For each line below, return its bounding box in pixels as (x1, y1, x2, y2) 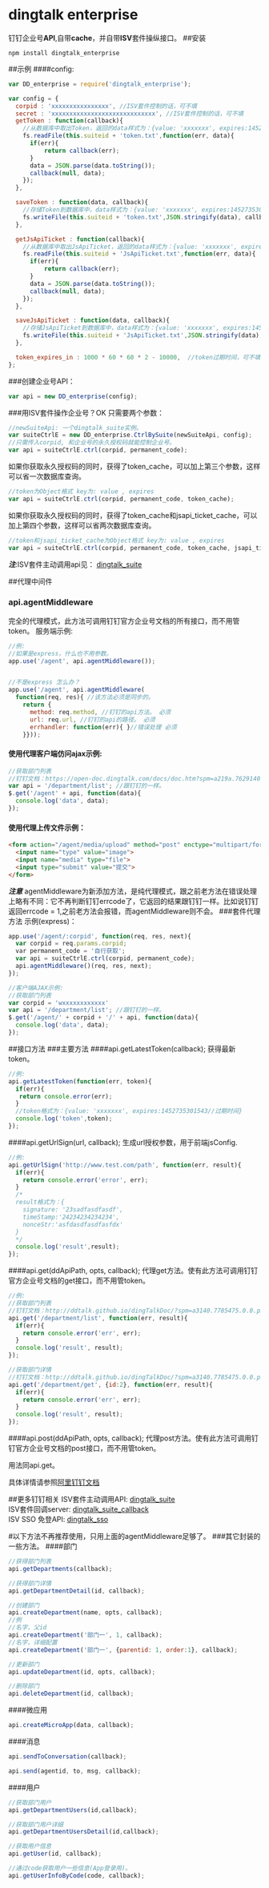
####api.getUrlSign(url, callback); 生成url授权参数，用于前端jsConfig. (8, 1137, 238, 1147)
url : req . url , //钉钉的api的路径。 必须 (29, 715, 156, 724)
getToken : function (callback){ (15, 117, 124, 125)
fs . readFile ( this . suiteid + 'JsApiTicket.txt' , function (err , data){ (22, 250, 256, 258)
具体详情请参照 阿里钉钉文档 (8, 1477, 100, 1487)
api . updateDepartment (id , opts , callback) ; (8, 1668, 156, 1676)
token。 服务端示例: (8, 626, 74, 636)
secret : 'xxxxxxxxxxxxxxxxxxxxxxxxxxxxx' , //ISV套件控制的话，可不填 (15, 110, 244, 118)
